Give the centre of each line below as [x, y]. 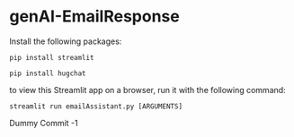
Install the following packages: [66, 41]
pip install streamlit [52, 57]
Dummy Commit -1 [44, 123]
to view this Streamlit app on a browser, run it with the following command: [147, 90]
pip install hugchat [48, 73]
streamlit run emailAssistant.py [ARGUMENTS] [96, 106]
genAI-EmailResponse [94, 17]
